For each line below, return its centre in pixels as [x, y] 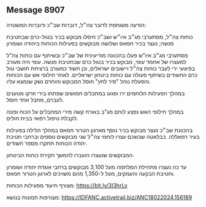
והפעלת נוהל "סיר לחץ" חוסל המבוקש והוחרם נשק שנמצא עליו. [79, 81]
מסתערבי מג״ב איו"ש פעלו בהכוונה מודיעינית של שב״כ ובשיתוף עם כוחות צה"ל [97, 55]
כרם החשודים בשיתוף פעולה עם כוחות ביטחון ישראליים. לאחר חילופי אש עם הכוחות [102, 75]
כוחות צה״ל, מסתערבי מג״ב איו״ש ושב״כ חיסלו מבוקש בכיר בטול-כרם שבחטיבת [100, 37]
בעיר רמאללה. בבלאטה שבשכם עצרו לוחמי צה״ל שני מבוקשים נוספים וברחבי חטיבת [103, 136]
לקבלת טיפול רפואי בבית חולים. [42, 118]
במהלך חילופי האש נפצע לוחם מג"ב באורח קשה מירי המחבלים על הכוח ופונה [95, 111]
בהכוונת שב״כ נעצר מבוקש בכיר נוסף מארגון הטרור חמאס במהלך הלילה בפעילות [100, 130]
